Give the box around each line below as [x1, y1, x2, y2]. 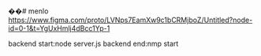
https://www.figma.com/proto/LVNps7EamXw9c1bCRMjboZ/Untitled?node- [8, 15, 253, 24]
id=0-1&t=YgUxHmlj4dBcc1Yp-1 [8, 24, 110, 33]
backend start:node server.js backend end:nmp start [8, 39, 179, 48]
